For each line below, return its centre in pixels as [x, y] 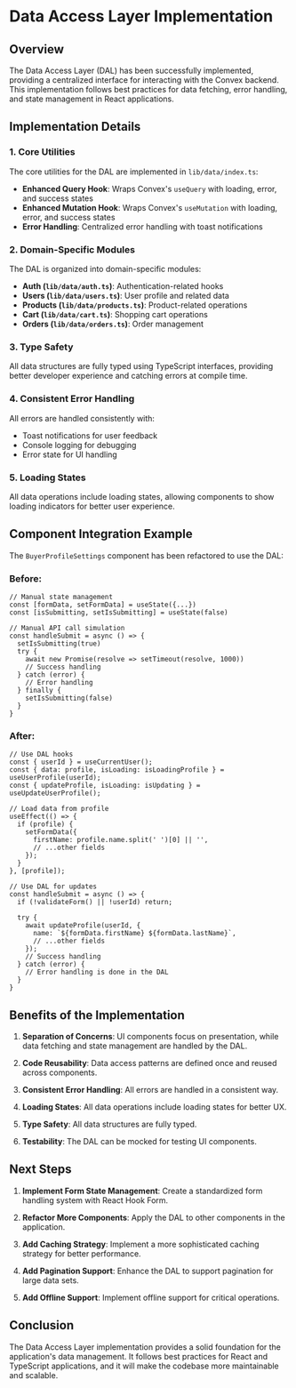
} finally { [40, 690]
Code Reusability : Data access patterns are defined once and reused [149, 1063]
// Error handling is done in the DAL [97, 972]
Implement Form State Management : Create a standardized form [142, 1191]
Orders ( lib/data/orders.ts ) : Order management [113, 324]
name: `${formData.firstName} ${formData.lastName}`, [135, 934]
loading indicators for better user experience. [92, 506]
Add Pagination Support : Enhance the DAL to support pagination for [148, 1271]
